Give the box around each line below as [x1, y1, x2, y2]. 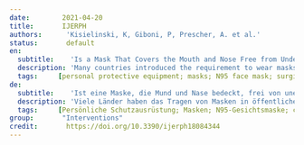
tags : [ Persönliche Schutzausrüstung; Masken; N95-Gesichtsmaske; [17, 105, 290, 114]
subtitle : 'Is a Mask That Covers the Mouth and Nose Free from [17, 55, 278, 64]
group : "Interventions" [9, 113, 124, 122]
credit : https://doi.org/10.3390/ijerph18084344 [9, 122, 221, 131]
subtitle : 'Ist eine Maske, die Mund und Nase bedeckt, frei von [17, 88, 281, 97]
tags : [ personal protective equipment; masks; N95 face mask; [17, 72, 273, 81]
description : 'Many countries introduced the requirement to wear [17, 64, 273, 73]
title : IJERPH [9, 22, 88, 31]
